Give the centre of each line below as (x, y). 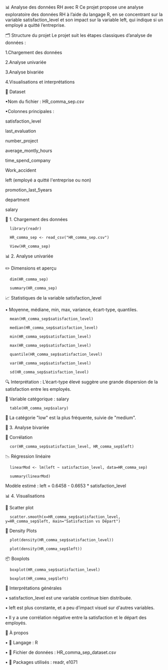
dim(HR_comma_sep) (29, 279)
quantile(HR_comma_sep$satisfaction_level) (56, 354)
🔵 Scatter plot (19, 508)
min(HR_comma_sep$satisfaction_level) (51, 337)
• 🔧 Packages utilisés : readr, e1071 (41, 662)
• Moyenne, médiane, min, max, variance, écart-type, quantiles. (71, 310)
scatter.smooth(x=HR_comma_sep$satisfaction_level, (65, 517)
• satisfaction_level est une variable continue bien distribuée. (69, 598)
